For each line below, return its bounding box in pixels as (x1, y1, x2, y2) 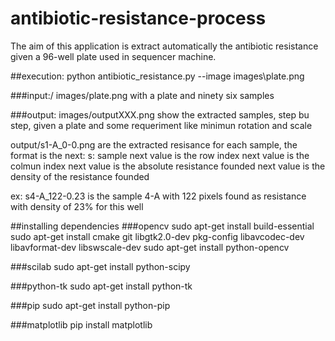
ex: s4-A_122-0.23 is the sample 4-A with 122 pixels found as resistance (10, 190, 307, 202)
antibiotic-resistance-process (10, 7, 267, 30)
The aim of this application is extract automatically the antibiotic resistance (10, 40, 319, 52)
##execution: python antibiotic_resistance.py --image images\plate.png (10, 70, 305, 82)
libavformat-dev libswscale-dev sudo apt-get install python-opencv (10, 241, 290, 253)
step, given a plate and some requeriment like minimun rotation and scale (10, 119, 313, 131)
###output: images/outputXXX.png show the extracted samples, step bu (10, 108, 310, 121)
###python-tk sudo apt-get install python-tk (10, 280, 193, 292)
